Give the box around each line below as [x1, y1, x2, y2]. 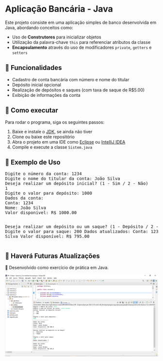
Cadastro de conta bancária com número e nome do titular [12, 76, 130, 82]
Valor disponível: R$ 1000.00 [5, 210, 77, 216]
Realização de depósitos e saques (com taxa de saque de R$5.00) [12, 87, 145, 93]
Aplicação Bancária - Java [5, 3, 113, 15]
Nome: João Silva [5, 205, 46, 211]
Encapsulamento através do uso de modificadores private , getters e [12, 44, 152, 50]
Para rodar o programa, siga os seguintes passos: [5, 119, 105, 125]
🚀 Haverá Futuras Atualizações [5, 252, 100, 260]
